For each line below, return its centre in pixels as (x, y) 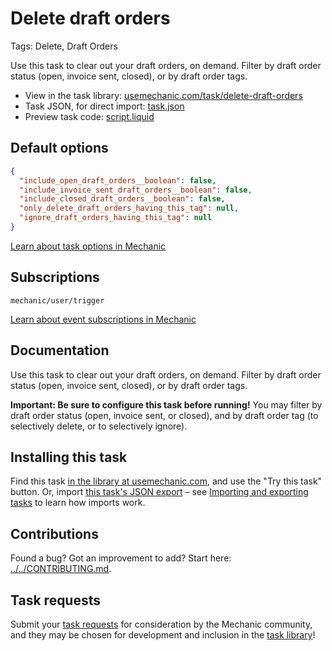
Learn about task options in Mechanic (88, 246)
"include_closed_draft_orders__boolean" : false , (122, 199)
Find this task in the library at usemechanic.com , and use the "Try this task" (166, 481)
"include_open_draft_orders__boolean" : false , (118, 180)
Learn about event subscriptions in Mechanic (103, 319)
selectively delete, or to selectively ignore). (99, 426)
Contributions (54, 533)
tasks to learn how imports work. (78, 503)
